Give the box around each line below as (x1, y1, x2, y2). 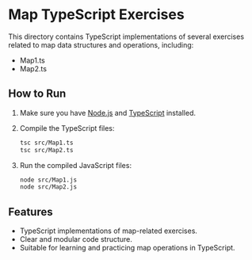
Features (8, 205, 53, 219)
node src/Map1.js (19, 176, 78, 184)
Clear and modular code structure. (19, 235, 133, 244)
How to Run (8, 87, 67, 101)
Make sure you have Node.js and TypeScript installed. (19, 108, 197, 117)
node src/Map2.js (19, 183, 78, 191)
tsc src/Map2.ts (19, 146, 74, 154)
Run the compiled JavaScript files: (19, 160, 132, 170)
